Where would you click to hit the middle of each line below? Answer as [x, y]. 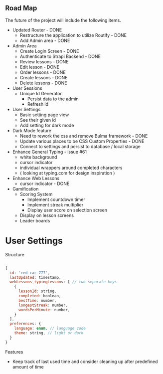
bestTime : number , [37, 300]
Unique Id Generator [41, 93]
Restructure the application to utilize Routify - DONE [73, 35]
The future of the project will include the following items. [63, 20]
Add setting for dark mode [47, 125]
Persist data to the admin [53, 99]
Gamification [25, 188]
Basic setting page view [44, 115]
